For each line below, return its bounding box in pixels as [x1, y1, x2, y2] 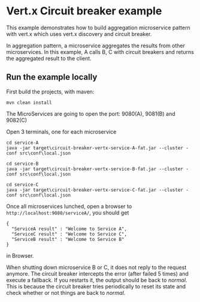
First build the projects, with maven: [6, 88, 95, 95]
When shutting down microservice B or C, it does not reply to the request [6, 264, 187, 271]
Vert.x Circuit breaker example [6, 4, 162, 18]
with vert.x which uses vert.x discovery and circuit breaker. [6, 30, 152, 37]
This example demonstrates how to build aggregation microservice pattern [6, 24, 190, 31]
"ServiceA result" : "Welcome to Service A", [11, 226, 128, 232]
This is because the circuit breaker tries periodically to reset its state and [6, 283, 186, 290]
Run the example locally [6, 72, 98, 82]
